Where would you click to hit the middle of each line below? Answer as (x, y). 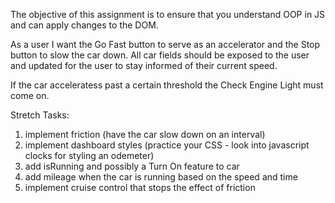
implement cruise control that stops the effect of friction (140, 187)
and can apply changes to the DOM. (84, 25)
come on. (30, 95)
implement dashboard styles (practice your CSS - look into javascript (167, 145)
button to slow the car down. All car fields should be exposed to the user (160, 55)
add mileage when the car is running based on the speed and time (161, 177)
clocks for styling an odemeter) (89, 155)
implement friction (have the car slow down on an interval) (145, 134)
